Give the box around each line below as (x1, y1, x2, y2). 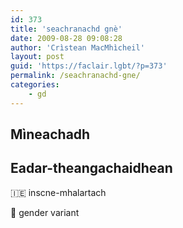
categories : (10, 80, 60, 90)
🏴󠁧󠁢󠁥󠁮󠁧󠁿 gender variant (10, 206, 80, 218)
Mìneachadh (10, 126, 91, 143)
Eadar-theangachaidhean (10, 160, 173, 177)
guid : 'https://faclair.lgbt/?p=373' (10, 61, 168, 71)
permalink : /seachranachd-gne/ (10, 71, 141, 81)
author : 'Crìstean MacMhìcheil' (10, 42, 145, 53)
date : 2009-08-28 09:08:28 (10, 33, 123, 43)
